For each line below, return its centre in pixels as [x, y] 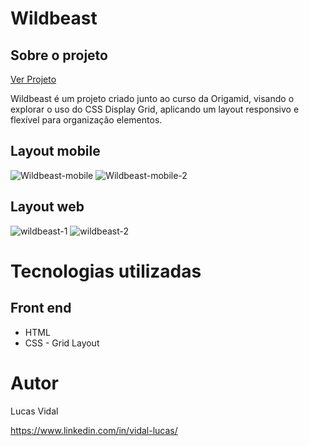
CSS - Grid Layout [62, 343]
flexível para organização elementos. [86, 120]
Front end [41, 308]
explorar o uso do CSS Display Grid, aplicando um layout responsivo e [155, 109]
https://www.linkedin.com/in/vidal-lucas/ [94, 430]
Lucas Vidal [34, 411]
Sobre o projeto [59, 55]
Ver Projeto [33, 79]
